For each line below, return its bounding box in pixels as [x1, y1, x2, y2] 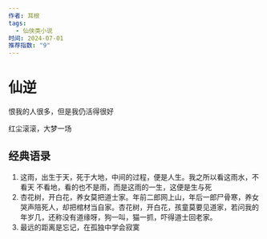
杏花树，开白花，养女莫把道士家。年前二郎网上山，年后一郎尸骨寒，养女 [19, 192, 259, 201]
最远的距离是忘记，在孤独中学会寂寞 [19, 222, 140, 232]
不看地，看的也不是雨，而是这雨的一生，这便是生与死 [35, 182, 212, 192]
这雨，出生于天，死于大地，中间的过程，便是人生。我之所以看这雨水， [19, 172, 253, 181]
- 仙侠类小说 [15, 26, 54, 34]
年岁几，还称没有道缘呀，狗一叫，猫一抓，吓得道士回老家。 [19, 212, 217, 221]
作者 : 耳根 [8, 11, 40, 20]
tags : [8, 19, 26, 27]
